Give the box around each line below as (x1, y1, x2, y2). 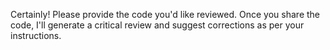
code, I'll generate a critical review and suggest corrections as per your (10, 19, 305, 31)
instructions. (10, 30, 62, 41)
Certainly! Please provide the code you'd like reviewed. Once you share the (10, 9, 320, 20)
